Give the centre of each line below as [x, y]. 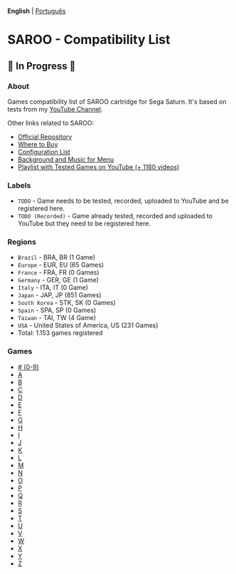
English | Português [37, 11]
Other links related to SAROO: [51, 123]
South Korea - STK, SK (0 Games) [66, 303]
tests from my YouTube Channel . [55, 109]
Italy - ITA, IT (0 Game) [53, 287]
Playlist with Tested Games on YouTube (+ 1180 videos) [98, 166]
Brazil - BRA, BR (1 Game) [57, 257]
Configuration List [44, 152]
